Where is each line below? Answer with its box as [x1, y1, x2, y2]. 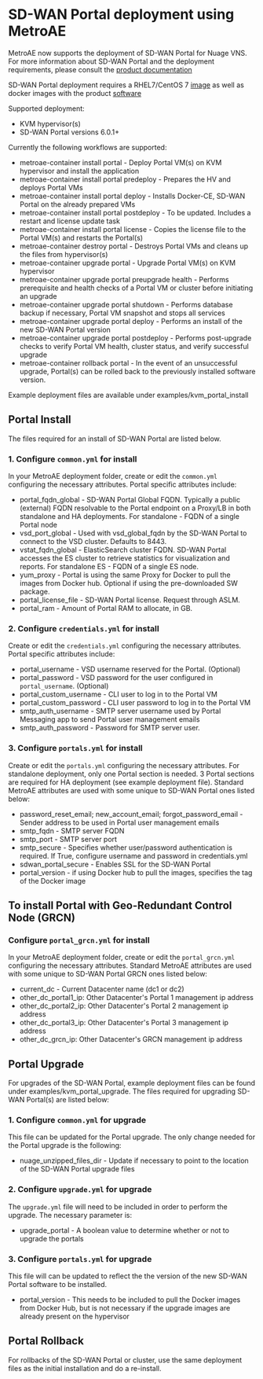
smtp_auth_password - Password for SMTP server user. [19, 723, 200, 733]
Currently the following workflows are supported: [8, 142, 167, 152]
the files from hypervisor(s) [19, 249, 108, 259]
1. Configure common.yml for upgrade [8, 1115, 147, 1126]
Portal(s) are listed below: [26, 1095, 110, 1105]
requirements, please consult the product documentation [8, 64, 192, 74]
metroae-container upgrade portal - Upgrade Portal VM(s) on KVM [19, 258, 236, 267]
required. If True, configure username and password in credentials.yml [19, 851, 248, 860]
